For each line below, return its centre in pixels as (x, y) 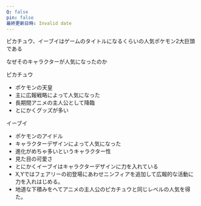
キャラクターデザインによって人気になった (68, 144)
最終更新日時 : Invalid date (39, 23)
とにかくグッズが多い (42, 111)
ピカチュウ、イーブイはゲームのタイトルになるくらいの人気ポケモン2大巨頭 (101, 41)
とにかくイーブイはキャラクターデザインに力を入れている (87, 167)
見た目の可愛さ (34, 159)
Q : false (17, 12)
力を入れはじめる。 (39, 182)
